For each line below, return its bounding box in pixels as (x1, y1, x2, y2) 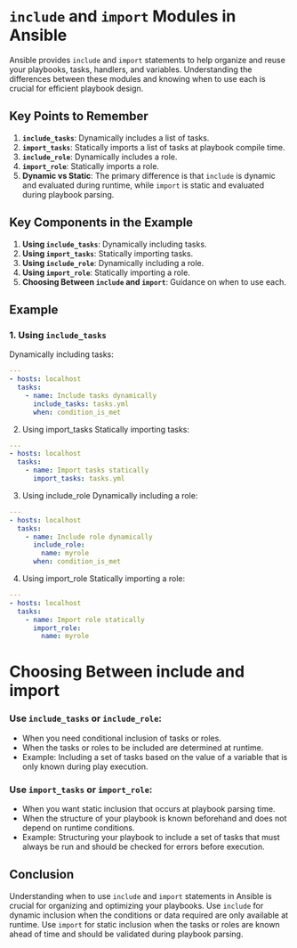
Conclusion (9, 867, 75, 882)
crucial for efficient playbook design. (9, 83, 144, 93)
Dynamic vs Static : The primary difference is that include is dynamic (21, 170, 276, 181)
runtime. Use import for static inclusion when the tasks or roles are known (9, 919, 280, 929)
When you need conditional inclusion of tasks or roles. (21, 733, 222, 743)
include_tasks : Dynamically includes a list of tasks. (21, 132, 210, 143)
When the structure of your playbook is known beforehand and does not (21, 813, 287, 824)
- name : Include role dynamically (25, 532, 153, 541)
